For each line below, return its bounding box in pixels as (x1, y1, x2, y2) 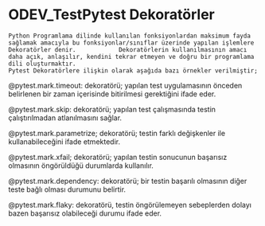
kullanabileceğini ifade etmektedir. (8, 137, 121, 146)
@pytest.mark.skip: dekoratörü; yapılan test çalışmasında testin (8, 104, 216, 114)
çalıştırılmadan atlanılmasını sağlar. (8, 113, 122, 123)
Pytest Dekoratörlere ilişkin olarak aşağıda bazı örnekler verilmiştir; (8, 66, 259, 75)
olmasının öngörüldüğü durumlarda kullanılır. (8, 161, 154, 170)
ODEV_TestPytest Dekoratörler (8, 6, 215, 24)
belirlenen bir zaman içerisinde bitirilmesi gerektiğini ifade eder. (8, 89, 216, 99)
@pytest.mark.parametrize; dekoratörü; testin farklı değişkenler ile (8, 128, 225, 138)
